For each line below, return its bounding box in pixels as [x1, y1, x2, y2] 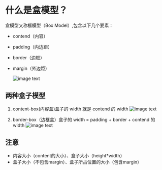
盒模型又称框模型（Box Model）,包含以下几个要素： [5, 22, 114, 28]
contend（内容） [12, 33, 48, 39]
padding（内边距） [12, 44, 52, 50]
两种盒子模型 [5, 92, 46, 100]
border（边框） [12, 54, 45, 61]
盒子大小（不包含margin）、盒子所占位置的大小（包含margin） [12, 159, 142, 165]
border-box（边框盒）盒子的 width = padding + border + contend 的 [12, 116, 155, 122]
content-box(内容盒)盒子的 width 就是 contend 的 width [12, 106, 128, 112]
